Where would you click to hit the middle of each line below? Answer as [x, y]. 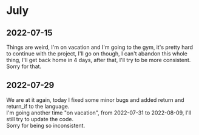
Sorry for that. [24, 66]
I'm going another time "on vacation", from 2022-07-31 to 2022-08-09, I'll [99, 113]
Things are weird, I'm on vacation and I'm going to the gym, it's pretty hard [99, 47]
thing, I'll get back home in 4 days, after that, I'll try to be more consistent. [99, 60]
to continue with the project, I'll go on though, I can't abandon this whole [97, 54]
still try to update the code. [40, 119]
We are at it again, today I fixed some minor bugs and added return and [95, 99]
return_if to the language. [38, 106]
